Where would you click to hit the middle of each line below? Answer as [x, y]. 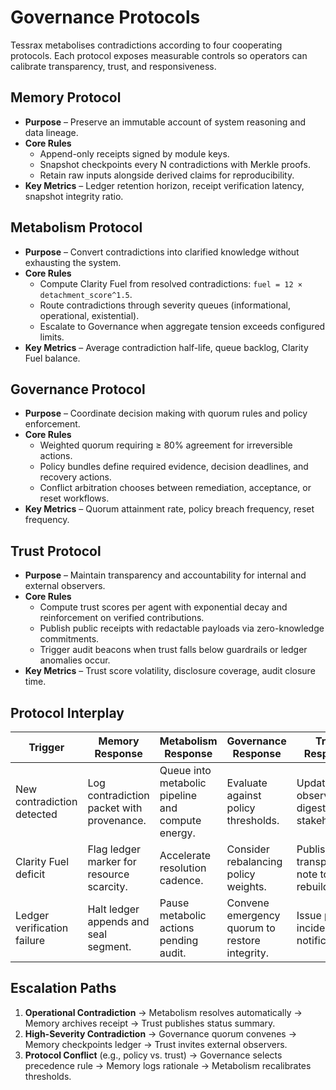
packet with [115, 808]
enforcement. [52, 424]
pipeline [178, 795]
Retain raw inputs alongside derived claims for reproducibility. [167, 175]
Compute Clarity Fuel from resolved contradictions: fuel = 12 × [171, 283]
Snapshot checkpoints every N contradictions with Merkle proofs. [175, 164]
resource [108, 874]
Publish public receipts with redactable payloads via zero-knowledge [182, 628]
